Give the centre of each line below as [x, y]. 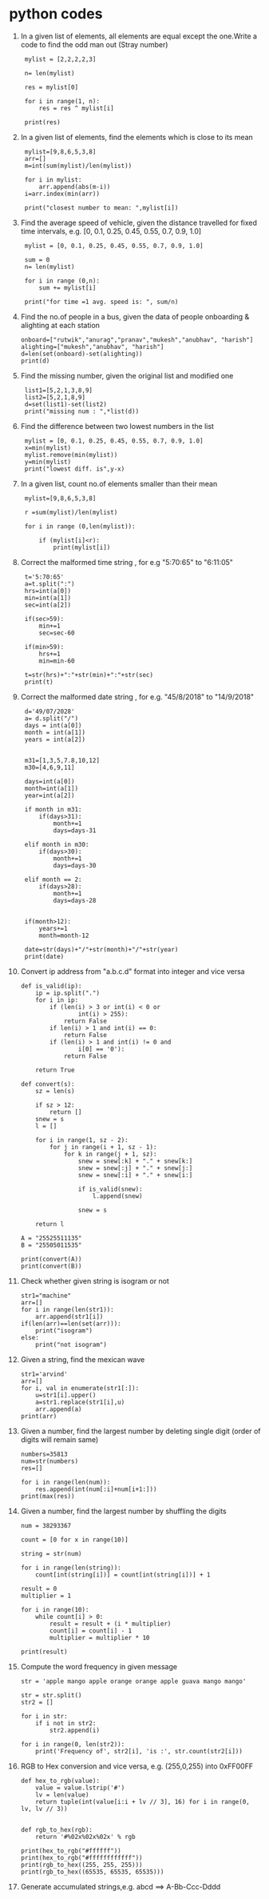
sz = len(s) [55, 1091]
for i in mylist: [53, 180]
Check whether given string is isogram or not [95, 1280]
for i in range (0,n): [62, 281]
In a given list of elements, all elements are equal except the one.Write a [139, 36]
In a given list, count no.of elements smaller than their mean [119, 483]
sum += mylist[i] [67, 288]
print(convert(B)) [51, 1266]
